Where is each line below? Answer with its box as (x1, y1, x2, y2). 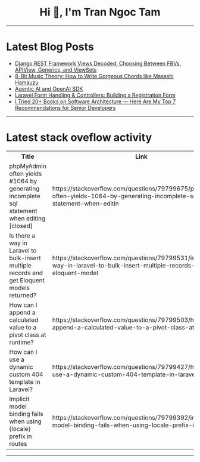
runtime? (9, 338, 34, 346)
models (9, 284, 30, 292)
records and (9, 269, 43, 277)
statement (9, 207, 37, 215)
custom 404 (9, 370, 43, 378)
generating (9, 184, 40, 193)
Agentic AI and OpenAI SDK (14, 85, 83, 92)
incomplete (9, 192, 40, 200)
